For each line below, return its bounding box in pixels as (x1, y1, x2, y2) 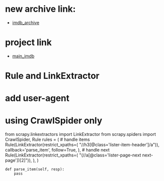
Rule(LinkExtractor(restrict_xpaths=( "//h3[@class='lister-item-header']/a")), (5, 142, 160, 148)
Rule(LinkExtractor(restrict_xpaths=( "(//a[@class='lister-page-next (5, 152, 141, 158)
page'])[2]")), (5, 157, 32, 163)
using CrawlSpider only (5, 115, 103, 126)
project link (5, 37, 52, 48)
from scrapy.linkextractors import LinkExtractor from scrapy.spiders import (5, 131, 156, 137)
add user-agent (5, 93, 70, 104)
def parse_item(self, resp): (5, 167, 65, 172)
